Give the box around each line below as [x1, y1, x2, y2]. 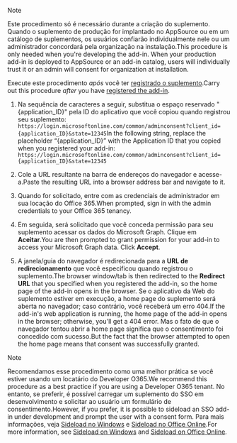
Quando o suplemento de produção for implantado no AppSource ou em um [7, 28, 229, 35]
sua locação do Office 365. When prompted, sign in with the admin [17, 199, 212, 207]
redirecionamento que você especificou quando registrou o [17, 264, 193, 273]
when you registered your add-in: [17, 144, 115, 152]
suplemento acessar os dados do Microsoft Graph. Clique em [17, 228, 197, 236]
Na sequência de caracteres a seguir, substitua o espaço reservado [17, 100, 215, 109]
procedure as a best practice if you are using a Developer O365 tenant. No [7, 383, 225, 390]
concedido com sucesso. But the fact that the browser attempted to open [17, 332, 230, 340]
